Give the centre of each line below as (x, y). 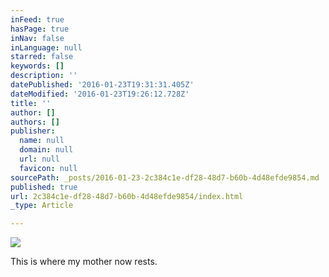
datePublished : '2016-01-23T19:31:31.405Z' (102, 85)
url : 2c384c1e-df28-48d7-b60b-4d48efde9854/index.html (127, 196)
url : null (39, 159)
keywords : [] (37, 66)
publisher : (33, 131)
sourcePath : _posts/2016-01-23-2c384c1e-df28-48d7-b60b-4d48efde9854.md (165, 177)
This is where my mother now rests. (84, 262)
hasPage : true (40, 29)
